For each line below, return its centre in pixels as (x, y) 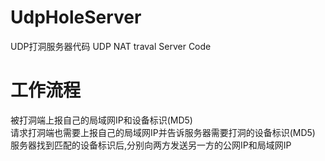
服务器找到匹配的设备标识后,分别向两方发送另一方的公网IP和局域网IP (151, 145)
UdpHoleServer (76, 17)
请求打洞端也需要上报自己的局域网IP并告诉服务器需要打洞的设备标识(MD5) (163, 132)
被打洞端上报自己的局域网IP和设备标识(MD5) (101, 120)
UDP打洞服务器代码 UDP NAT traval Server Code (111, 46)
